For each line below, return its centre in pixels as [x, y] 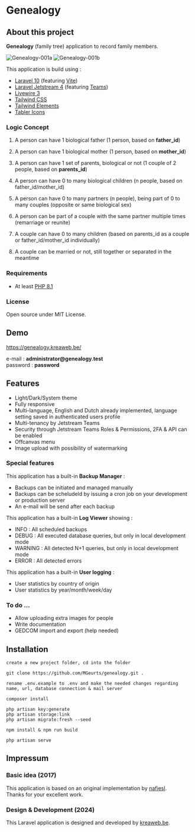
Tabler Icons [30, 112]
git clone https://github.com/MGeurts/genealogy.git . [75, 673]
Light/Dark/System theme [46, 398]
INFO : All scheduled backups [51, 529]
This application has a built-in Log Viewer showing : [69, 518]
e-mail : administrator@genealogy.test [55, 359]
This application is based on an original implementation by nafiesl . [87, 788]
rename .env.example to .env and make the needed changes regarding [92, 683]
